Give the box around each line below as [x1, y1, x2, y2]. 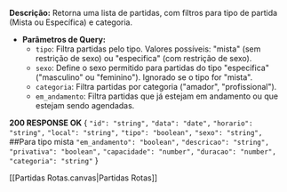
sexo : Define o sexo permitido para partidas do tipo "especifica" [35, 62, 269, 73]
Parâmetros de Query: [21, 35, 107, 44]
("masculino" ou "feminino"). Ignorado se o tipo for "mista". [35, 72, 253, 83]
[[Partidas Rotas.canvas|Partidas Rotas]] [9, 172, 158, 183]
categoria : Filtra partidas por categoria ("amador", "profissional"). [35, 82, 277, 92]
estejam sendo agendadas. [35, 100, 135, 110]
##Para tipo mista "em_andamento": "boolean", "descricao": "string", [9, 137, 269, 147]
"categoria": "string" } [9, 156, 100, 165]
